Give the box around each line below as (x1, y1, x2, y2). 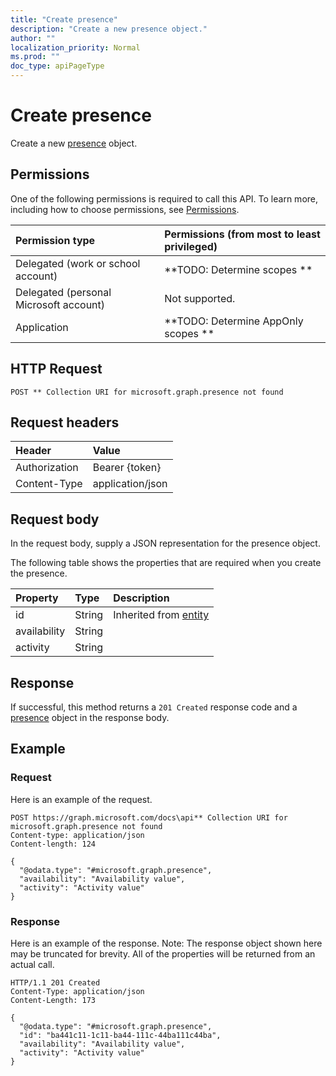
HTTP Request (10, 361, 103, 378)
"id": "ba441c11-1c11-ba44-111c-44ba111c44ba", (19, 1030, 222, 1040)
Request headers (10, 414, 120, 431)
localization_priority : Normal (10, 42, 141, 53)
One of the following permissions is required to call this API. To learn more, (10, 192, 319, 205)
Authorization (15, 461, 79, 475)
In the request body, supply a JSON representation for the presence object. (10, 537, 321, 550)
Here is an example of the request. (10, 793, 153, 805)
